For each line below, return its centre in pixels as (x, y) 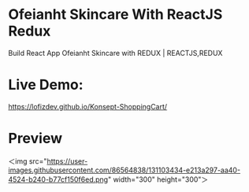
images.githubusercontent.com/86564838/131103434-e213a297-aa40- (124, 170)
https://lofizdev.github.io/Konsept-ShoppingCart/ (88, 106)
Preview (35, 138)
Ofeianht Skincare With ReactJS (115, 15)
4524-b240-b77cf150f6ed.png (58, 179)
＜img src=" (28, 161)
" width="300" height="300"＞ (158, 179)
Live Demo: (46, 85)
